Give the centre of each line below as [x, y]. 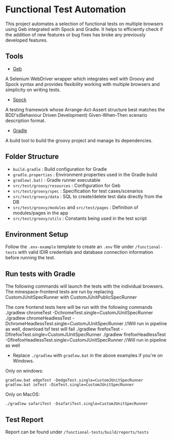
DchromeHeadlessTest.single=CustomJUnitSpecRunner [64, 324]
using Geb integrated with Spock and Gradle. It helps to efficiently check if [84, 29]
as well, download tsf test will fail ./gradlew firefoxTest [63, 329]
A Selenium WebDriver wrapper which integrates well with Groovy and [80, 79]
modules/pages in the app [40, 213]
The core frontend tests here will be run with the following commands [79, 307]
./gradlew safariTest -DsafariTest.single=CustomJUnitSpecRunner [77, 404]
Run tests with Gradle [40, 274]
